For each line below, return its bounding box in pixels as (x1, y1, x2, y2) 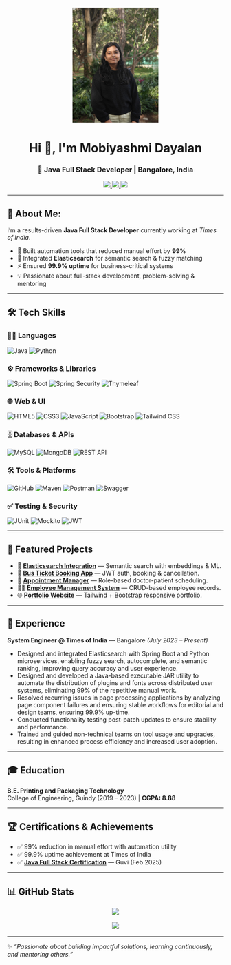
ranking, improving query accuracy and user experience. (16, 664, 178, 672)
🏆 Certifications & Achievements (7, 821, 153, 833)
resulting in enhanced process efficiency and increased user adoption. (16, 737, 218, 745)
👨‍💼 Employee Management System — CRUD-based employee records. (16, 583, 221, 591)
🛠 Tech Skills (7, 307, 66, 318)
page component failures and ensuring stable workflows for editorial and (16, 700, 223, 709)
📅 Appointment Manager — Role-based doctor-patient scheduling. (16, 576, 208, 585)
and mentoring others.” (7, 951, 74, 959)
